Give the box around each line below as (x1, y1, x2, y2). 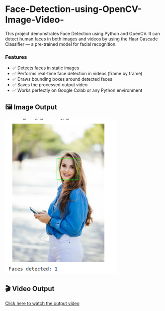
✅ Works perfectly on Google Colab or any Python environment (12, 87, 143, 93)
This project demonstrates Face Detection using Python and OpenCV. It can (5, 30, 161, 36)
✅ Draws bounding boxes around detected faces (12, 76, 113, 82)
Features (5, 53, 27, 60)
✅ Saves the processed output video (12, 82, 88, 88)
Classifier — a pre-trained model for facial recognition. (5, 41, 117, 47)
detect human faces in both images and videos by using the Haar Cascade (5, 36, 158, 42)
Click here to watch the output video (5, 300, 80, 306)
